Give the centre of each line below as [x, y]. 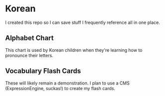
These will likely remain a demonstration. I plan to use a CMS [68, 83]
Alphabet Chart [29, 38]
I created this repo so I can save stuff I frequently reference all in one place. [82, 22]
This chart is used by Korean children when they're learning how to [74, 50]
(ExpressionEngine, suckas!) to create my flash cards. [60, 88]
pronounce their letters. [29, 55]
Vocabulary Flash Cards [43, 71]
